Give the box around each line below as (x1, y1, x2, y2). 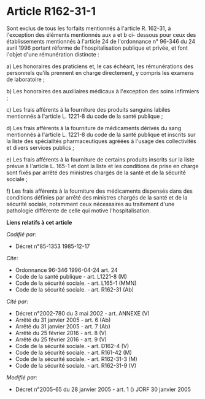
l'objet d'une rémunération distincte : (6, 50, 99, 58)
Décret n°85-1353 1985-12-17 (15, 242, 90, 250)
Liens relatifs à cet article (6, 219, 72, 226)
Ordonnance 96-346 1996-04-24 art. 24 (15, 266, 118, 274)
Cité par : (6, 298, 29, 305)
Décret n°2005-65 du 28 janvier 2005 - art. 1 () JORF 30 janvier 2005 (15, 385, 191, 393)
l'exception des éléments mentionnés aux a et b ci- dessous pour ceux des (6, 31, 196, 38)
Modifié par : (6, 373, 38, 381)
